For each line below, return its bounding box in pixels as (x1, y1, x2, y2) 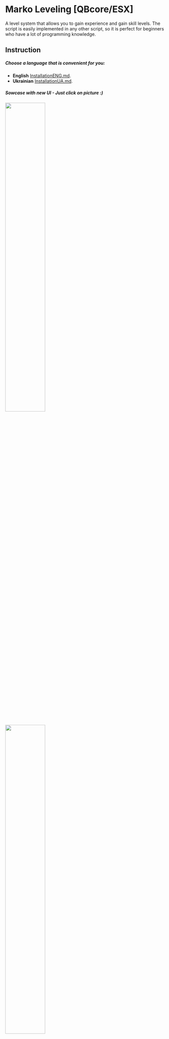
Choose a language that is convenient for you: (5, 60, 105, 66)
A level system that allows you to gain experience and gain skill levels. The (5, 20, 160, 26)
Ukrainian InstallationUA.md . (12, 78, 73, 84)
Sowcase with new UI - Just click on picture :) (5, 90, 103, 96)
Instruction (5, 46, 41, 54)
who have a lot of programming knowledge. (5, 31, 96, 37)
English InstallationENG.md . (12, 72, 71, 79)
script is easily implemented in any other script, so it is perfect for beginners (5, 25, 164, 31)
